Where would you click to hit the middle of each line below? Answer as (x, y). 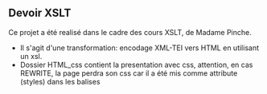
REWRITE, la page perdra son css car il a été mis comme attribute (129, 73)
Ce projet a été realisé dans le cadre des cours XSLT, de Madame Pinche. (130, 32)
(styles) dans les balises (60, 81)
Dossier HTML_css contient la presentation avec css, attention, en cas (136, 65)
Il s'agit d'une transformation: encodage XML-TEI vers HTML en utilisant (140, 48)
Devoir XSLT (40, 13)
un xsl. (31, 56)
